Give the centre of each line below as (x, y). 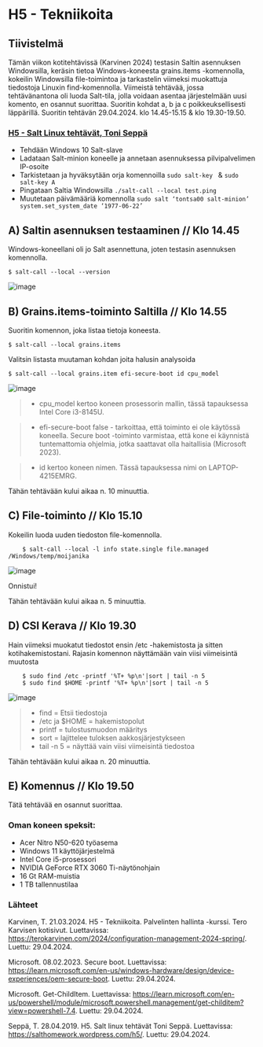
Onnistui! (23, 586)
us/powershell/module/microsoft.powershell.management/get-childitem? (126, 1002)
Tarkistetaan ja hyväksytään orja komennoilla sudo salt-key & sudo (129, 175)
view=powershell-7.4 (42, 1010)
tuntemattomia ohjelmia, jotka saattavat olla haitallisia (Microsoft (142, 444)
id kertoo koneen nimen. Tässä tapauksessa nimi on (123, 467)
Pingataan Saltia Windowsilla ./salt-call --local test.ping (118, 190)
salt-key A (37, 182)
